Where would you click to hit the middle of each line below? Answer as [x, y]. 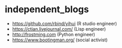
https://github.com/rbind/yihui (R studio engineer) [65, 23]
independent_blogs [47, 9]
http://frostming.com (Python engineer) [54, 34]
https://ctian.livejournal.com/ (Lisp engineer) [59, 29]
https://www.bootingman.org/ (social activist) [60, 40]
